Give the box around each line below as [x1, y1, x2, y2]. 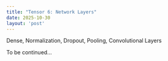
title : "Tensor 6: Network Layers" [6, 9, 97, 15]
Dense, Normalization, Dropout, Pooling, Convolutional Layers [6, 37, 162, 45]
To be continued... [6, 49, 52, 56]
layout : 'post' [6, 20, 45, 26]
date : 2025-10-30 [6, 15, 51, 21]
